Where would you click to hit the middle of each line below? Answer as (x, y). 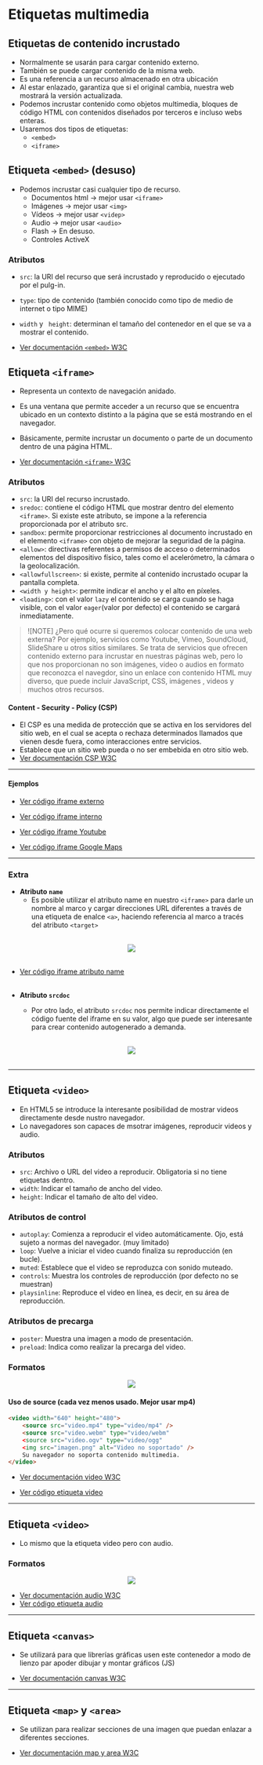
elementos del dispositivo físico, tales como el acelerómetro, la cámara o (137, 557)
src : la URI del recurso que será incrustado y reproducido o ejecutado (132, 277)
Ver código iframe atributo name (72, 971)
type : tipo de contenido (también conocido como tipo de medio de (126, 301)
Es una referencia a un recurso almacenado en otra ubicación (119, 79)
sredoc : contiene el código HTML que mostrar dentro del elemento (126, 507)
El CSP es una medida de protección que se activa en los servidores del (135, 725)
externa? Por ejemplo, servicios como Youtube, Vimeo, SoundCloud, (137, 639)
